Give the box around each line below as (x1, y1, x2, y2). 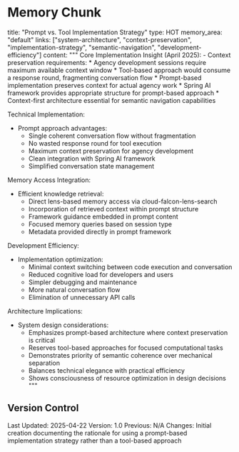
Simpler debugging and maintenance (28, 278, 138, 286)
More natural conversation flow (28, 285, 121, 293)
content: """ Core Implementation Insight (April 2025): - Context (43, 51, 231, 59)
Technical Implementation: (7, 110, 86, 119)
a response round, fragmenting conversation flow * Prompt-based (7, 73, 202, 82)
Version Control (7, 402, 79, 414)
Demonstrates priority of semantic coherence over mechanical (28, 351, 213, 359)
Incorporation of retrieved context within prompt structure (28, 204, 199, 213)
